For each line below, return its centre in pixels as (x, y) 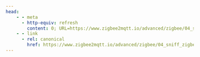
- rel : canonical (43, 39)
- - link (27, 34)
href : (34, 45)
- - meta (27, 17)
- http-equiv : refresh (50, 23)
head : (12, 12)
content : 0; (42, 28)
